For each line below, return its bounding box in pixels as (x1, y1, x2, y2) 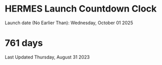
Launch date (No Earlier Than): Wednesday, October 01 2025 (5, 20, 133, 26)
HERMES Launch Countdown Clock (5, 3, 157, 15)
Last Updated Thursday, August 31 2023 (5, 54, 90, 60)
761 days (5, 37, 43, 49)
